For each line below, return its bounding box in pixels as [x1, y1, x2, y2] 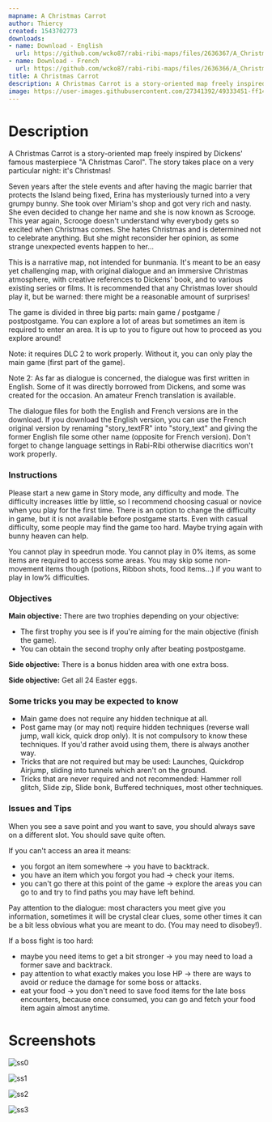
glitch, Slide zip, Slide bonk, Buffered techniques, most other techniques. [19, 783, 264, 793]
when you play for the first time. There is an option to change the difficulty [8, 505, 257, 515]
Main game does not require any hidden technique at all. [19, 714, 209, 724]
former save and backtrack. [19, 960, 113, 970]
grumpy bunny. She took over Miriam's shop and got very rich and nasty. [8, 199, 252, 209]
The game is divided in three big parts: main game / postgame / [8, 308, 220, 317]
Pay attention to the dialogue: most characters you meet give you [8, 903, 226, 912]
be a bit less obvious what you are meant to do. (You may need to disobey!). [8, 920, 262, 929]
